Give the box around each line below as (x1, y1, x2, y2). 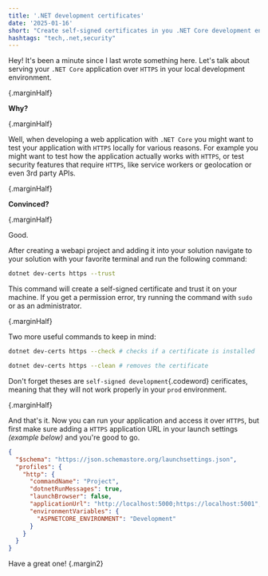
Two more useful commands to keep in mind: (8, 332, 157, 341)
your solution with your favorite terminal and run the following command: (8, 254, 247, 264)
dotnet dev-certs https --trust (8, 270, 116, 278)
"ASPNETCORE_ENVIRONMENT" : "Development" (37, 515, 177, 523)
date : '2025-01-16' (8, 19, 73, 27)
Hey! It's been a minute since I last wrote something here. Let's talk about (8, 56, 250, 65)
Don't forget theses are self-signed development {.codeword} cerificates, (8, 376, 249, 385)
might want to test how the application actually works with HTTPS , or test (8, 152, 245, 161)
